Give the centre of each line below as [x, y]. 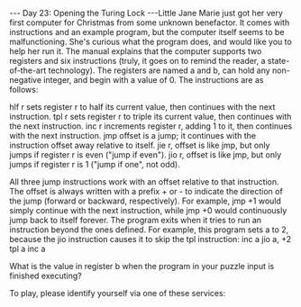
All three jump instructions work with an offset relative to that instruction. [144, 182]
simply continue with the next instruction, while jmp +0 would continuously [148, 210]
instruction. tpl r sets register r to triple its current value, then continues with [150, 117]
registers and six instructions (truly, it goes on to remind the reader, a [137, 61]
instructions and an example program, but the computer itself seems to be [147, 32]
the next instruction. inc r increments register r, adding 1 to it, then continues [151, 126]
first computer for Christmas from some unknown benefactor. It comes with [150, 23]
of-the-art [28, 70]
